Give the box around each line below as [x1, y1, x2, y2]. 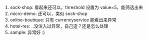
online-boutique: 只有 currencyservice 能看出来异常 [9, 17, 116, 22]
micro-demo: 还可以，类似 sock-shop [9, 10, 87, 16]
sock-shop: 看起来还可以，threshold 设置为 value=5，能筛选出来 [9, 4, 143, 10]
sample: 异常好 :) [9, 29, 45, 35]
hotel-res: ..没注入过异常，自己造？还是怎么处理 [9, 23, 108, 29]
